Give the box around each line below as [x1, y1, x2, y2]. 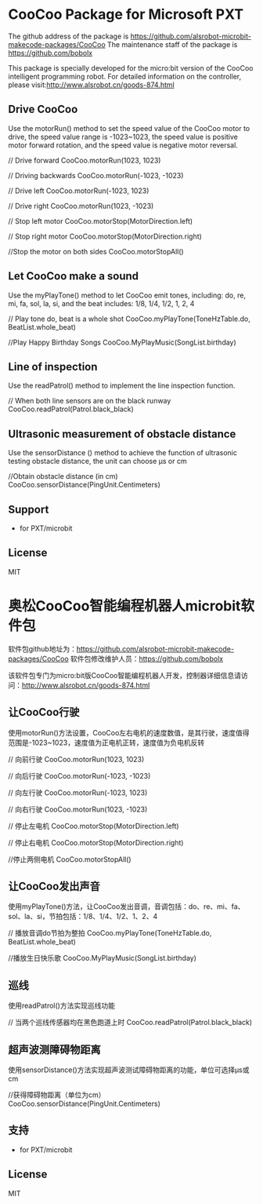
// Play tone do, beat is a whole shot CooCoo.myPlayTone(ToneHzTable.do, [8, 314, 250, 323]
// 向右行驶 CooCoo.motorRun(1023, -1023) [8, 804, 148, 814]
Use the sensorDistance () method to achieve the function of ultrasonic [8, 448, 237, 458]
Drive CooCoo [8, 103, 78, 116]
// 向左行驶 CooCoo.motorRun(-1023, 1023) [8, 787, 148, 797]
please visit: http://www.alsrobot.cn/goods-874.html [8, 80, 175, 89]
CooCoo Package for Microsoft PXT [8, 5, 244, 24]
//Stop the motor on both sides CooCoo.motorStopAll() [8, 246, 184, 256]
